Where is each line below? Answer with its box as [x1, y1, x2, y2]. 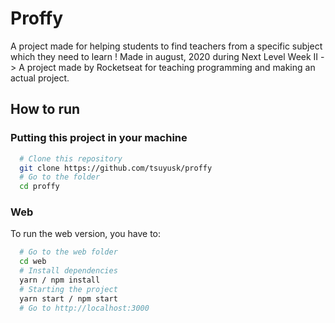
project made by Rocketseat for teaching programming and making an [26, 61, 316, 73]
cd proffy [19, 182, 60, 192]
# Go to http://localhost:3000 [19, 303, 150, 313]
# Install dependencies [19, 266, 118, 276]
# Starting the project [19, 284, 118, 294]
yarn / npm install [19, 275, 101, 286]
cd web [19, 257, 47, 267]
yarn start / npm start [19, 293, 118, 304]
